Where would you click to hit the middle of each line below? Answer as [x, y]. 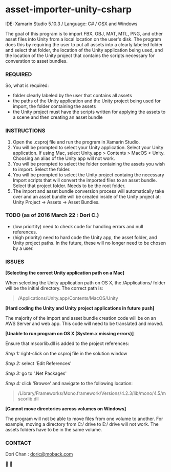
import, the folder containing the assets [54, 106]
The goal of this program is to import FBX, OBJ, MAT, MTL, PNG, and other [84, 33]
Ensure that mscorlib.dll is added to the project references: [67, 343]
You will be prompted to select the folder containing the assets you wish [89, 164]
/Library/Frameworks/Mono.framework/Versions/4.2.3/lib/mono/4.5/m [92, 393]
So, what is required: [27, 85]
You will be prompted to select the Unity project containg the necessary [89, 175]
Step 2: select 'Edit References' [38, 364]
